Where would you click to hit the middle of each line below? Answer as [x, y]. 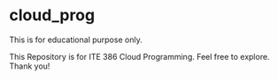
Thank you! [30, 66]
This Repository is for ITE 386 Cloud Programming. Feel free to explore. [139, 56]
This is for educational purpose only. [76, 40]
